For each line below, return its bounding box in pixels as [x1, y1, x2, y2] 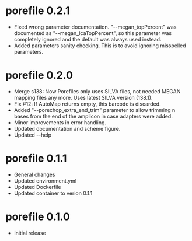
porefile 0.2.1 [5, 4, 71, 18]
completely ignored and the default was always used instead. [13, 36, 162, 43]
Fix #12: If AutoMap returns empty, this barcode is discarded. [13, 100, 161, 107]
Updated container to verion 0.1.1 [13, 190, 93, 197]
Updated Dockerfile [13, 183, 61, 190]
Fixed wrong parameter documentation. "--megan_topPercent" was [13, 23, 177, 30]
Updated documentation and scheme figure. [13, 125, 121, 132]
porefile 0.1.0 [5, 210, 71, 223]
